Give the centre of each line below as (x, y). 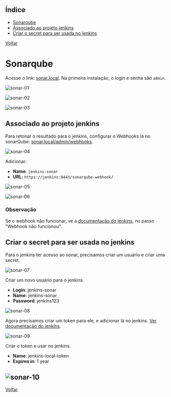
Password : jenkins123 (36, 301)
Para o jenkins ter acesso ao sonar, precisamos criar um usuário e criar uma (85, 255)
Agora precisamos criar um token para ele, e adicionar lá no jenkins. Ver (81, 320)
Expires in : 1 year (31, 361)
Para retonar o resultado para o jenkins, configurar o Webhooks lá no (78, 136)
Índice (15, 10)
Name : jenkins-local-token (41, 356)
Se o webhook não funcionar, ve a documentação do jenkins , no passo (80, 220)
